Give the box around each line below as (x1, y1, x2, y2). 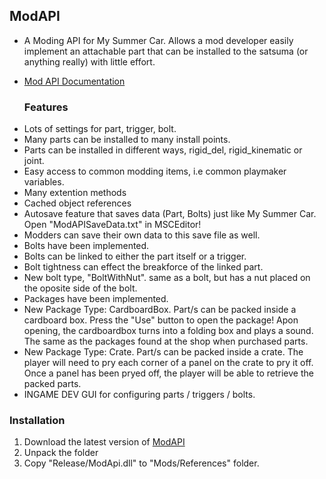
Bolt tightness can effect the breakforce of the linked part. (23, 261, 264, 273)
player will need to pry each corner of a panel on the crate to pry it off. (23, 357, 314, 369)
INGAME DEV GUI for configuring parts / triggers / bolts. (23, 389, 256, 401)
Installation (9, 414, 66, 428)
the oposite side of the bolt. (23, 282, 138, 294)
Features (23, 100, 69, 114)
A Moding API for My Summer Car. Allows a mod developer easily (23, 34, 294, 46)
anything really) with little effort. (23, 55, 156, 68)
